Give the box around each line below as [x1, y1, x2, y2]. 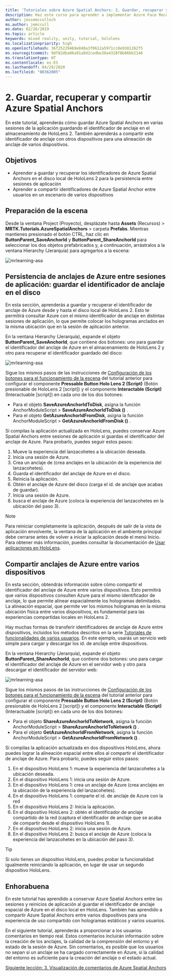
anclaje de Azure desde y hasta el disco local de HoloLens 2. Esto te [5, 307, 149, 314]
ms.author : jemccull [5, 22, 50, 27]
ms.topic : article [5, 31, 45, 36]
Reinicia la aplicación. [12, 476, 59, 482]
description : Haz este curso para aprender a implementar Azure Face [5, 12, 157, 17]
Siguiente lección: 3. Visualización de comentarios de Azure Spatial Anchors [5, 965, 166, 970]
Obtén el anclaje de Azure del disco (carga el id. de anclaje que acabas [12, 481, 163, 487]
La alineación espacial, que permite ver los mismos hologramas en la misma [5, 603, 166, 610]
